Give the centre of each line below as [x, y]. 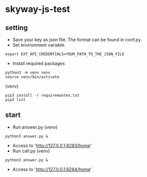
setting [17, 28]
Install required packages [39, 63]
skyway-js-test [38, 9]
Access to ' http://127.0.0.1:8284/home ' [52, 169]
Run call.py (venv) [31, 150]
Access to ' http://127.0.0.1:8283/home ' [52, 145]
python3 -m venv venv [28, 72]
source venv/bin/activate [32, 77]
